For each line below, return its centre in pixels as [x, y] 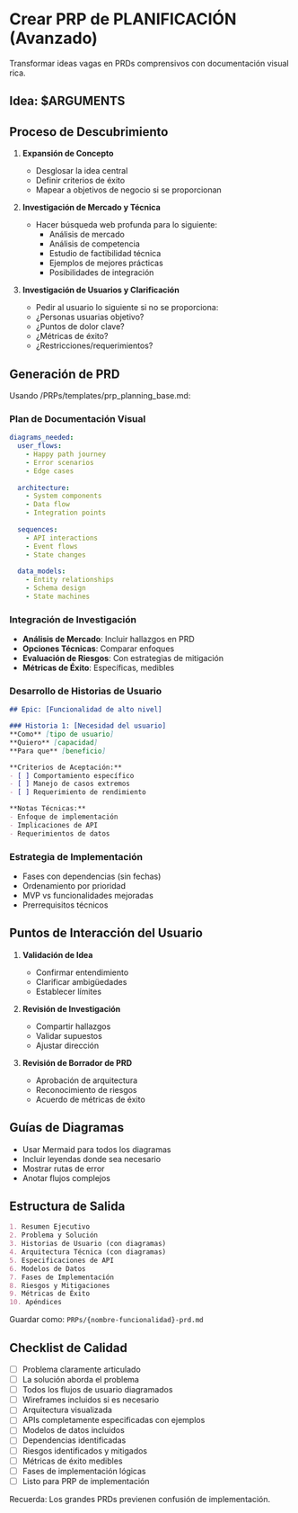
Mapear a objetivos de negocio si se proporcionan [128, 190]
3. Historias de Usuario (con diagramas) [88, 1244]
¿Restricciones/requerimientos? [94, 345]
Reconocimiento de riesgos [86, 1089]
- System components [64, 496]
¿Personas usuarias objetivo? [90, 317]
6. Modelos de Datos [48, 1268]
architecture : [44, 488]
